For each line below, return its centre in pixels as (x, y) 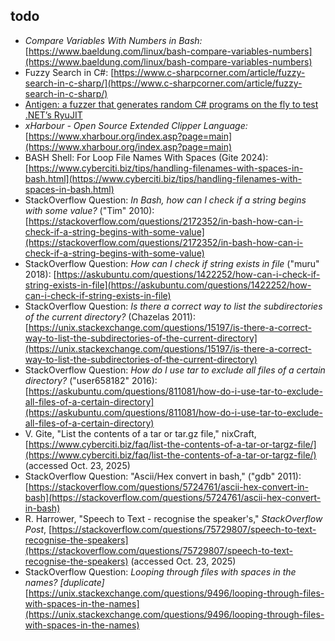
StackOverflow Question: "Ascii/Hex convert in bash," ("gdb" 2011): (163, 476)
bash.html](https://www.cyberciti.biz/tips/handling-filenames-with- (163, 178)
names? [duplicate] (64, 582)
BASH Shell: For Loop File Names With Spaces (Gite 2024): (146, 157)
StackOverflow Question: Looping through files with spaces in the (160, 571)
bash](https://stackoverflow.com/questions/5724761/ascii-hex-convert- (173, 497)
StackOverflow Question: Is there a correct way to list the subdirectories (173, 306)
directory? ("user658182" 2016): (91, 380)
